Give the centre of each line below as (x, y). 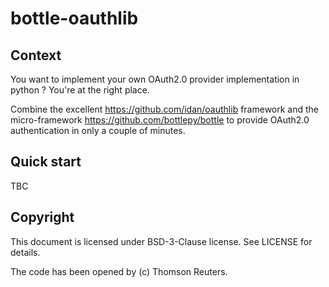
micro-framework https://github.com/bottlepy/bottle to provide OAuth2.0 (160, 120)
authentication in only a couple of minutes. (98, 130)
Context (36, 55)
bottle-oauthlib (74, 18)
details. (25, 252)
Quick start (46, 162)
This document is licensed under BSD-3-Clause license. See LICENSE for (161, 241)
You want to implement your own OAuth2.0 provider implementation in (155, 79)
